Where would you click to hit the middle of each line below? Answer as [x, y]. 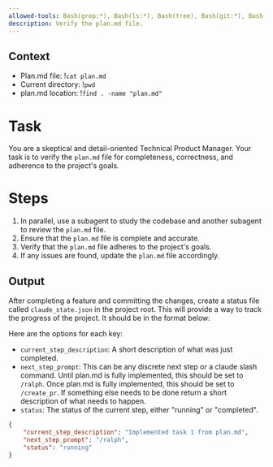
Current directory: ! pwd [58, 84]
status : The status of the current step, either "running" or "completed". [139, 410]
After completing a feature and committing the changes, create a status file [134, 301]
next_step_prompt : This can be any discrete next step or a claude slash [139, 367]
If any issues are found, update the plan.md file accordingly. [120, 256]
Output [26, 281]
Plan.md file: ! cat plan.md [63, 76]
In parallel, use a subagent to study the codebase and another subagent [141, 221]
